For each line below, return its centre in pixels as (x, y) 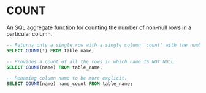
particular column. (29, 33)
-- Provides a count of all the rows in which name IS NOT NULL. (91, 61)
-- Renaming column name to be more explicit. (67, 78)
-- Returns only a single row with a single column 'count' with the (97, 45)
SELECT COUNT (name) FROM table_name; (55, 67)
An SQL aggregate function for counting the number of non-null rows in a (99, 27)
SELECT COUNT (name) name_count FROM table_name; (70, 84)
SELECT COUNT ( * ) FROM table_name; (51, 50)
